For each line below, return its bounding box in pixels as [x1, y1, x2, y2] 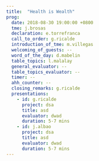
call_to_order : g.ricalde [11, 36, 75, 42]
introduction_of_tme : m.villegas [11, 42, 94, 48]
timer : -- [11, 74, 35, 80]
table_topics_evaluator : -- [11, 69, 81, 75]
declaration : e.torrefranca [11, 31, 81, 37]
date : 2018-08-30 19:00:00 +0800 [11, 19, 94, 25]
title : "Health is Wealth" [6, 8, 75, 15]
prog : [6, 14, 19, 20]
